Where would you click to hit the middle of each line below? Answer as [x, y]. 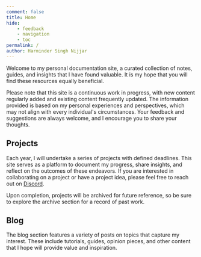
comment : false [25, 12]
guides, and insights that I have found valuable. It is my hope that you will [97, 74]
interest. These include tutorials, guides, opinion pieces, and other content [98, 241]
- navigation [33, 34]
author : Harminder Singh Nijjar [47, 51]
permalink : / [23, 46]
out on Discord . [25, 184]
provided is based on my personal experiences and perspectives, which [95, 105]
